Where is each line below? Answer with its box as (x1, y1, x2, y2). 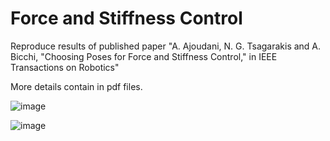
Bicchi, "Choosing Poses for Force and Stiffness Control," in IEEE (10, 50, 278, 62)
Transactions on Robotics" (10, 61, 120, 73)
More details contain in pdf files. (10, 80, 143, 92)
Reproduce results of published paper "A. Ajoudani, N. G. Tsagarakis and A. (10, 40, 322, 52)
